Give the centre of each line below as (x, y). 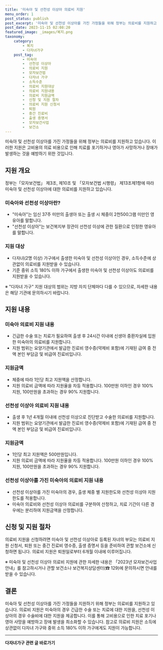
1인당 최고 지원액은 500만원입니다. (45, 455)
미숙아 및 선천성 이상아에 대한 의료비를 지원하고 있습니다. (59, 189)
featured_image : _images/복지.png (39, 32)
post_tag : (24, 55)
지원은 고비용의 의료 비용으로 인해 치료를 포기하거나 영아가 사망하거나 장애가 (86, 148)
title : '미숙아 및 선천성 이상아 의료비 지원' (45, 9)
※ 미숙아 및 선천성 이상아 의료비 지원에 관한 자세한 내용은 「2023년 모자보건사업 (81, 562)
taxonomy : (15, 37)
